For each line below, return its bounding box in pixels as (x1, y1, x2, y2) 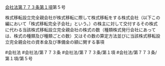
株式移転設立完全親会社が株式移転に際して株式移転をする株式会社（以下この (5, 15, 161, 21)
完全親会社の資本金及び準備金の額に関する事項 (9, 39, 104, 45)
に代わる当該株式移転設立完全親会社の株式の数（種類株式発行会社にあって (5, 27, 156, 33)
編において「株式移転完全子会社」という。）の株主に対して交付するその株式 (5, 21, 158, 26)
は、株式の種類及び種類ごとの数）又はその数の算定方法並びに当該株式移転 (5, 33, 156, 39)
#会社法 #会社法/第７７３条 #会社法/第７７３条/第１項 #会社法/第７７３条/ (5, 49, 157, 55)
